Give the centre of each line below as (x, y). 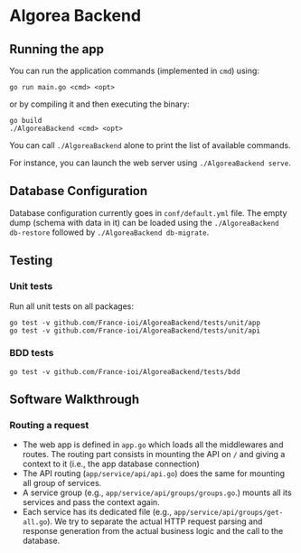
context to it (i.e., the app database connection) (111, 464)
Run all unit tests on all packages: (71, 306)
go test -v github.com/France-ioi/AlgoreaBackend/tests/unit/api (135, 331)
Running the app (56, 49)
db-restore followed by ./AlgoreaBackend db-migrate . (109, 232)
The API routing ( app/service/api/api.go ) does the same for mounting (154, 473)
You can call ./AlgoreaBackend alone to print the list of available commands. (150, 145)
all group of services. (62, 483)
